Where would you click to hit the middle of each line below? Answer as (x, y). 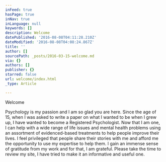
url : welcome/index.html (31, 79)
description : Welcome (28, 33)
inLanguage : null (23, 24)
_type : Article (21, 83)
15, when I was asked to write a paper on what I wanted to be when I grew (81, 117)
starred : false (21, 75)
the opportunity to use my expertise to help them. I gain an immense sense (82, 143)
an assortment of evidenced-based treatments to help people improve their (82, 133)
